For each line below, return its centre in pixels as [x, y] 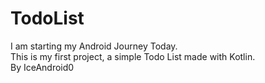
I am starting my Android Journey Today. [94, 46]
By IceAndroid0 [42, 67]
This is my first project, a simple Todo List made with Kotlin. [133, 56]
